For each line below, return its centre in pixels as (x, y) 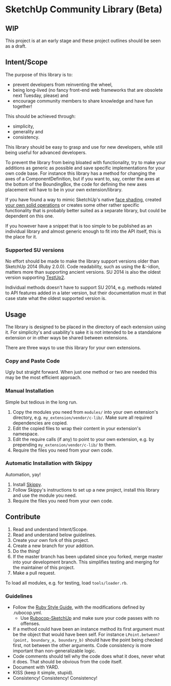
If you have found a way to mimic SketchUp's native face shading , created (83, 199)
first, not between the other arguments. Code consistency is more (82, 645)
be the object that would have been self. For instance (68, 634)
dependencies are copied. (40, 423)
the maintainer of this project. (44, 567)
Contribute (23, 517)
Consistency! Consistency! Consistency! (55, 678)
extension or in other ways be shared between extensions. (67, 337)
